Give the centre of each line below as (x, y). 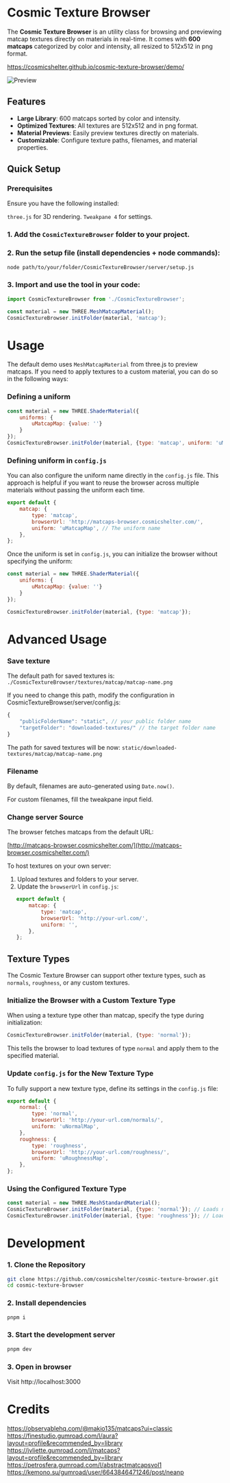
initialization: (25, 1023)
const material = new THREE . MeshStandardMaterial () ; (84, 1203)
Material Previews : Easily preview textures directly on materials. (108, 133)
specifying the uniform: (40, 562)
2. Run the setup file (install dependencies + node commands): (114, 253)
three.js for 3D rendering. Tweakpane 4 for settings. (80, 217)
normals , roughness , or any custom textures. (68, 982)
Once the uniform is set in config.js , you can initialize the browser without (112, 554)
